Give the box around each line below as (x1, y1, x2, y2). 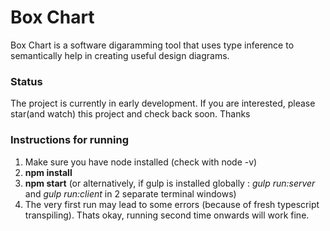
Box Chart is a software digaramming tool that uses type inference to (10, 39, 295, 51)
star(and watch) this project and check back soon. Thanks (10, 108, 251, 120)
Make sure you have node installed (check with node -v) (24, 156, 258, 168)
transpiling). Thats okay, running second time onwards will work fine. (24, 209, 310, 221)
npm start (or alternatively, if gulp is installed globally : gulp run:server (24, 177, 316, 189)
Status (10, 74, 43, 88)
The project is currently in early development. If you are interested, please (10, 97, 316, 110)
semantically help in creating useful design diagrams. (10, 49, 230, 61)
